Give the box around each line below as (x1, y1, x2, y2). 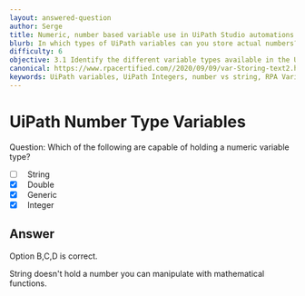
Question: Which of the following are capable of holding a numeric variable (9, 142, 290, 153)
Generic (26, 189, 57, 200)
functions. (9, 278, 47, 289)
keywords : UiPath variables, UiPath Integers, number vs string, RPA (9, 73, 279, 82)
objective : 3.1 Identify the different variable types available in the (9, 55, 290, 64)
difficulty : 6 (9, 47, 64, 56)
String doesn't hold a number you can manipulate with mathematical (9, 268, 265, 279)
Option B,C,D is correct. (9, 251, 98, 261)
